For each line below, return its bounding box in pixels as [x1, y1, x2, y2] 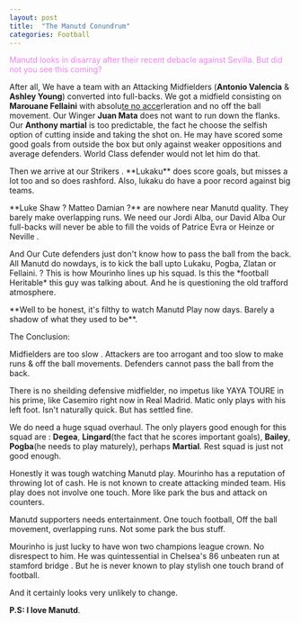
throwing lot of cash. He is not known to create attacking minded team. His [9, 478, 286, 489]
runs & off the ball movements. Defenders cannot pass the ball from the [9, 358, 274, 369]
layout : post [9, 13, 58, 23]
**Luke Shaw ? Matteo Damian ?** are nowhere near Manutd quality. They [9, 203, 289, 213]
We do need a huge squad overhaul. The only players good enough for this [9, 422, 287, 433]
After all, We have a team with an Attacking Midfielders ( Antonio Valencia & [9, 82, 290, 93]
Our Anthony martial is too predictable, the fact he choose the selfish [9, 120, 268, 131]
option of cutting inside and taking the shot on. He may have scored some [9, 130, 283, 140]
